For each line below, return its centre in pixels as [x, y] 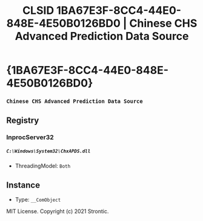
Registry [23, 120]
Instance [23, 185]
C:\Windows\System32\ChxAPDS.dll [48, 151]
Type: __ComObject [38, 200]
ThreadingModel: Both [43, 166]
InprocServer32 [30, 137]
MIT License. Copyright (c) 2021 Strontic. [58, 211]
